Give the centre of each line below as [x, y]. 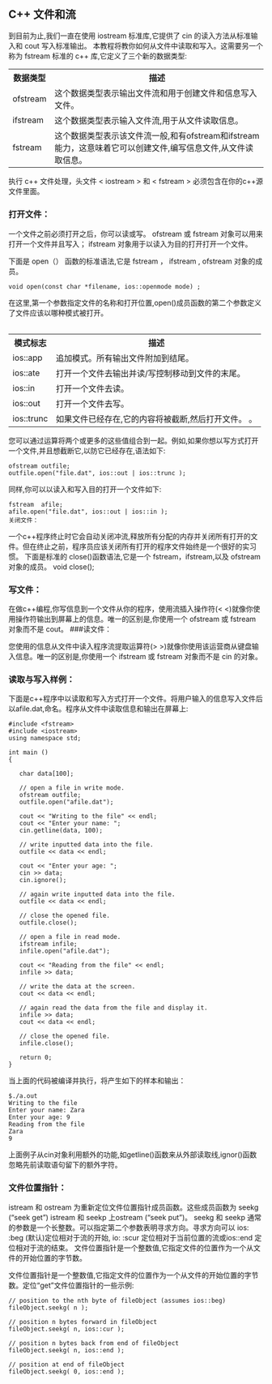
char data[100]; [47, 774]
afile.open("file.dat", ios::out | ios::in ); [88, 512]
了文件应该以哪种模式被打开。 [58, 313]
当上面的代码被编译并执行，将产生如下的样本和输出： [97, 1081]
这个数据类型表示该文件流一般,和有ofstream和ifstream [157, 135]
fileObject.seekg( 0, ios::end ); [67, 1371]
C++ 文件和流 [42, 15]
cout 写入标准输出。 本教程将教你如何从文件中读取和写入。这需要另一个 [144, 45]
